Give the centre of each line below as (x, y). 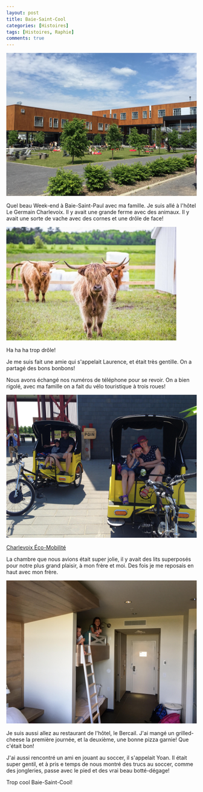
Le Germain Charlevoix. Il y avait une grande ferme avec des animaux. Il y (98, 212)
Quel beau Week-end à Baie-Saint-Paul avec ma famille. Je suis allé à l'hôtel (101, 206)
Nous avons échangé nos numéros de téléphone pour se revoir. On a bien (98, 380)
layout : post (23, 13)
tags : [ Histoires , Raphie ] (40, 32)
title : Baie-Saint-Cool (36, 19)
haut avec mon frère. (32, 572)
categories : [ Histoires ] (37, 25)
